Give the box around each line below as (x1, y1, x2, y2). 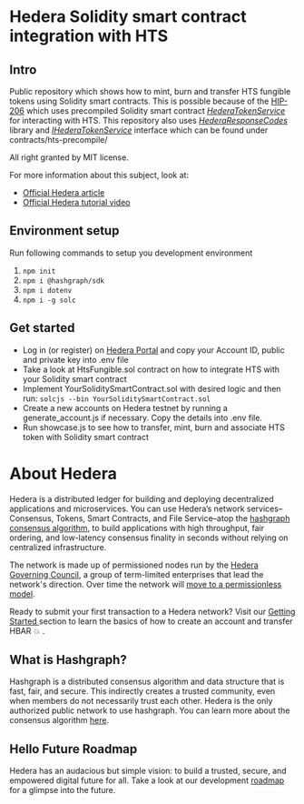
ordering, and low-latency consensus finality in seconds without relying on (9, 532, 289, 543)
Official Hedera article (22, 187, 105, 197)
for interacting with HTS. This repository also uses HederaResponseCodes (9, 116, 289, 126)
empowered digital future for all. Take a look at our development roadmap (9, 775, 285, 786)
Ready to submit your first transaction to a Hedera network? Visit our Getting (9, 606, 296, 617)
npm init (22, 266, 56, 276)
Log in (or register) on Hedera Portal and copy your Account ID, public (22, 344, 285, 356)
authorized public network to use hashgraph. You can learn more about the (9, 705, 290, 716)
